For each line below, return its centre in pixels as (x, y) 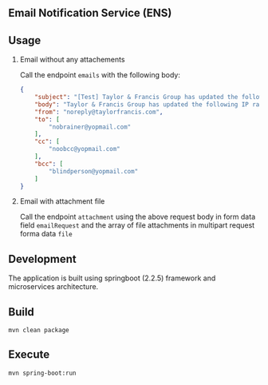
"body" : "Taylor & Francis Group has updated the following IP (142, 104)
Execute (29, 355)
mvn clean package (39, 331)
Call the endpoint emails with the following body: (100, 75)
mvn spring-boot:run (43, 373)
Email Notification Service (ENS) (90, 13)
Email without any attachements (72, 60)
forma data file (46, 234)
